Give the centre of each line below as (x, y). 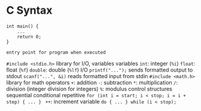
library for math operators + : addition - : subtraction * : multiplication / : (92, 82)
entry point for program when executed (56, 52)
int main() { (22, 26)
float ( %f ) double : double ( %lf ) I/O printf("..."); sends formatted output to (100, 70)
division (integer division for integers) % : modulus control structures (89, 89)
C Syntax (29, 10)
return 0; (29, 36)
